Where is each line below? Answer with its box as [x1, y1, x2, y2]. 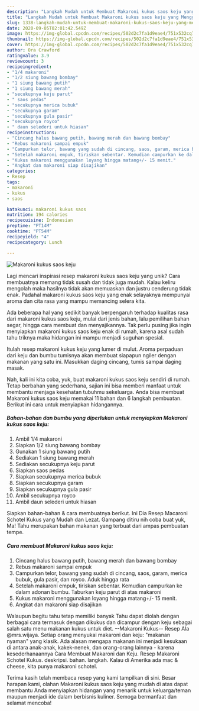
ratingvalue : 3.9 [6, 53, 50, 59]
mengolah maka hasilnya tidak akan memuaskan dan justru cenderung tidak [6, 285, 191, 292]
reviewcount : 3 [6, 58, 44, 64]
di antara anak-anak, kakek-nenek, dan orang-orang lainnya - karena [6, 644, 175, 651]
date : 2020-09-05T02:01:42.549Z [6, 25, 86, 31]
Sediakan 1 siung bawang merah [15, 454, 94, 461]
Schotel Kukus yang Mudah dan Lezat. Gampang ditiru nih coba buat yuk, [6, 516, 186, 523]
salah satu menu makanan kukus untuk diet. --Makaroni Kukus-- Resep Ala [6, 625, 190, 632]
